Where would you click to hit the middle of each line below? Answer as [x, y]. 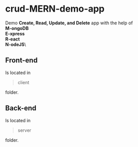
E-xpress [15, 33]
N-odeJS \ [16, 44]
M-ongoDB [17, 28]
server [24, 130]
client [23, 82]
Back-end [21, 108]
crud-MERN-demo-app [55, 9]
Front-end [21, 61]
